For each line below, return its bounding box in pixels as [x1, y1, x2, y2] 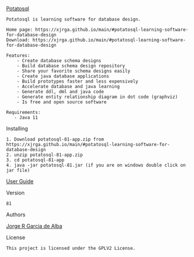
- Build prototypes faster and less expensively [17, 79, 139, 84]
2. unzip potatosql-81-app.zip [6, 152, 83, 158]
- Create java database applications [17, 73, 110, 79]
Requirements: [6, 109, 41, 115]
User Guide [6, 178, 34, 185]
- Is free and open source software [17, 99, 107, 105]
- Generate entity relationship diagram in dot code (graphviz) [17, 94, 178, 100]
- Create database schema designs [17, 58, 101, 64]
